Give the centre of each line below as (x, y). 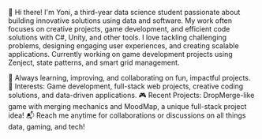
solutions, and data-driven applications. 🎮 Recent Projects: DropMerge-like (131, 95)
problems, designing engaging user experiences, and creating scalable (124, 46)
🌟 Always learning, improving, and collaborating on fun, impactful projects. (129, 78)
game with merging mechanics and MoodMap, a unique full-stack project (127, 106)
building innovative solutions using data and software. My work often (120, 21)
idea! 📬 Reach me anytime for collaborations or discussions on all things (127, 115)
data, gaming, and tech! (47, 127)
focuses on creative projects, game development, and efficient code (119, 29)
